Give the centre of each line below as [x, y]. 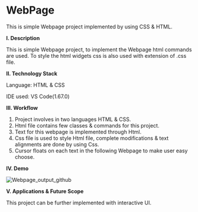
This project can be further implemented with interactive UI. [79, 203]
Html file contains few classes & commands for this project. [87, 125]
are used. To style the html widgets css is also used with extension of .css [96, 56]
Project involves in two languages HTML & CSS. [73, 119]
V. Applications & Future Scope [45, 191]
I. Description [23, 38]
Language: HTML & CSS [35, 85]
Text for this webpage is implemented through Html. [78, 132]
